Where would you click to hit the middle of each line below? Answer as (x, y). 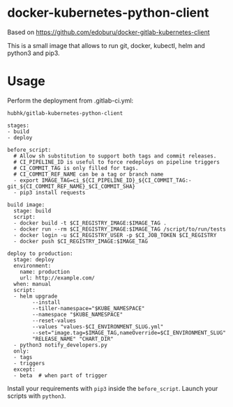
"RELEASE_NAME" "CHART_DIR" (73, 339)
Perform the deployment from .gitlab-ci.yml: (70, 100)
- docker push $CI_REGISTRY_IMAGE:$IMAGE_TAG (81, 241)
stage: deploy (34, 259)
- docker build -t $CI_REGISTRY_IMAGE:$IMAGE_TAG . (90, 223)
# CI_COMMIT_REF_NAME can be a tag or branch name (89, 174)
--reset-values (54, 321)
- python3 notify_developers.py (61, 345)
